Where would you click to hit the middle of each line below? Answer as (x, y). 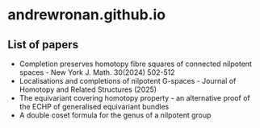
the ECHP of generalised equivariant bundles (94, 107)
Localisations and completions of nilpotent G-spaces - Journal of (128, 81)
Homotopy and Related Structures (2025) (88, 89)
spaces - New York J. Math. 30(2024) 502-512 (97, 72)
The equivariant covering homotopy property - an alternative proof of (135, 98)
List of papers (43, 45)
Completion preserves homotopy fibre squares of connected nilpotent (135, 64)
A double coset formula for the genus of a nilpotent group (115, 115)
